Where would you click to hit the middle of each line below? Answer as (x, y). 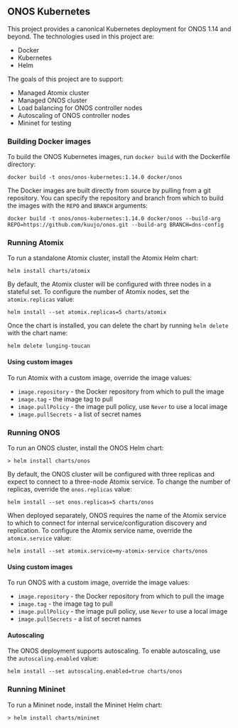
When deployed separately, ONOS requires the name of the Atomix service (117, 515)
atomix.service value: (39, 538)
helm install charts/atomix (49, 271)
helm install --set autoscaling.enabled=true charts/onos (95, 672)
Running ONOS (34, 433)
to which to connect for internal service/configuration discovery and (107, 523)
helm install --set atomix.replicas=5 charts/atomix (87, 313)
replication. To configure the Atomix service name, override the (100, 530)
